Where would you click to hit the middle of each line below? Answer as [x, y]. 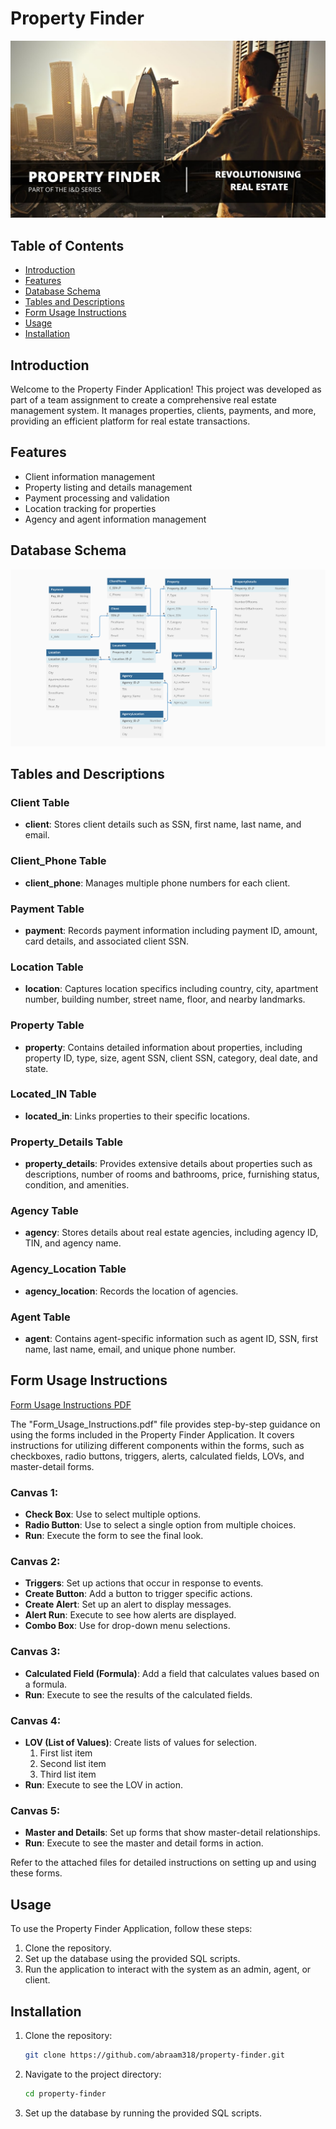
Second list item [73, 1764]
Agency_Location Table [68, 1269]
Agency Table [44, 1211]
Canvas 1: [34, 1492]
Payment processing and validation [97, 498]
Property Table [47, 1025]
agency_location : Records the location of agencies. [131, 1291]
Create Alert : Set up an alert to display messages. [128, 1604]
